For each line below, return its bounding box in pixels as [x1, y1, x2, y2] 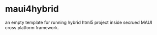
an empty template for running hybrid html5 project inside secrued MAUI [5, 19, 153, 25]
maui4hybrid [5, 3, 59, 15]
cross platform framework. [5, 24, 59, 30]
